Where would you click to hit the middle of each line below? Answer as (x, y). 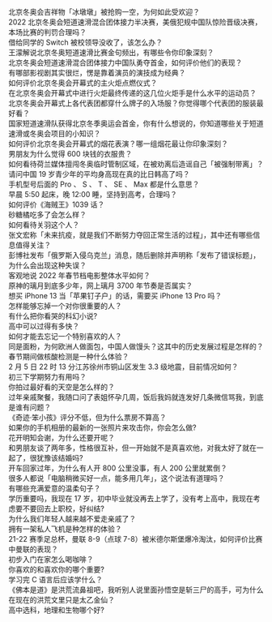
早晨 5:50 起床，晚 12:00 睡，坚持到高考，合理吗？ (93, 194)
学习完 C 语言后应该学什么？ (56, 579)
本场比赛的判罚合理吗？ (47, 32)
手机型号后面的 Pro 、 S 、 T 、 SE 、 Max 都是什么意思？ (104, 184)
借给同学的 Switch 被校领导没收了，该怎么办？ (86, 42)
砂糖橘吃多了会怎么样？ (47, 214)
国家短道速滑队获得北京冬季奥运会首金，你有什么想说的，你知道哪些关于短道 (136, 123)
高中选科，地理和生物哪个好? (57, 610)
